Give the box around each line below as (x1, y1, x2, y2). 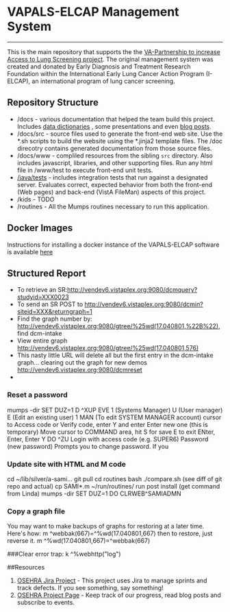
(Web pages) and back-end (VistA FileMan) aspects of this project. (16, 188, 206, 196)
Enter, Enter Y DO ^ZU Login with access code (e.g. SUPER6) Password (7, 434, 209, 443)
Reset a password (7, 390, 68, 400)
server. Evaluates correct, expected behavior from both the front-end (16, 180, 213, 188)
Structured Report (7, 267, 86, 279)
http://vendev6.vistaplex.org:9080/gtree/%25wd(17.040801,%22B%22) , (16, 322, 220, 330)
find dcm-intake (16, 330, 63, 338)
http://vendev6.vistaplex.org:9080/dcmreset (16, 366, 142, 374)
